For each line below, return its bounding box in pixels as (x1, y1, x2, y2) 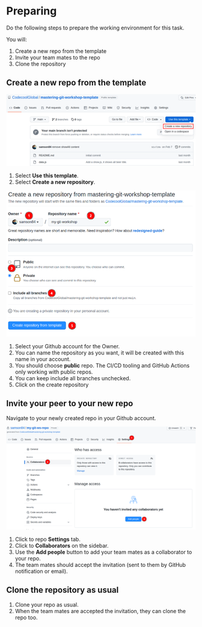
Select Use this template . (14, 171, 79, 179)
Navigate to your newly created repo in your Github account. (6, 414, 156, 422)
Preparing (6, 4, 57, 18)
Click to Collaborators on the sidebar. (14, 542, 109, 549)
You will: (6, 36, 27, 43)
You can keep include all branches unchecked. (14, 374, 131, 381)
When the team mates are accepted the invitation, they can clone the (14, 607, 186, 614)
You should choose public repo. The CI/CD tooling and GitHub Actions (14, 362, 190, 369)
